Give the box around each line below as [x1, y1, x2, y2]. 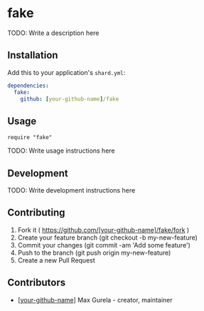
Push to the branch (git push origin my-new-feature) [17, 248, 171, 257]
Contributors [7, 277, 66, 289]
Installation [7, 49, 58, 61]
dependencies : [7, 82, 50, 89]
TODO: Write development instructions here [7, 186, 136, 194]
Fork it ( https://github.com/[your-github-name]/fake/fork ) [17, 225, 190, 234]
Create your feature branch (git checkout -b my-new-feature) [17, 233, 198, 242]
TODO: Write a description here [7, 29, 100, 37]
